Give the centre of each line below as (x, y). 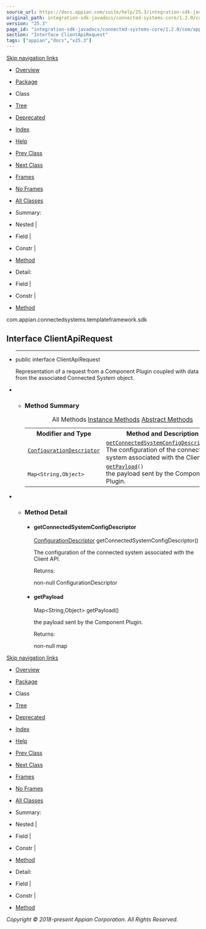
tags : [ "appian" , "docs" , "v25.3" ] (49, 40)
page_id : (17, 29)
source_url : (21, 12)
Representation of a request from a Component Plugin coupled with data (107, 371)
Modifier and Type (64, 434)
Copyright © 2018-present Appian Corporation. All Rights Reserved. (92, 919)
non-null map (50, 646)
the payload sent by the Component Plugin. (88, 622)
